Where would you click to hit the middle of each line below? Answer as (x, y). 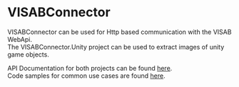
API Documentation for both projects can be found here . (90, 68)
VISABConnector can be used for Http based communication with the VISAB (119, 32)
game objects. (29, 54)
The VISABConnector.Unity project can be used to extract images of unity (116, 47)
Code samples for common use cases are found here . (86, 76)
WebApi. (20, 39)
